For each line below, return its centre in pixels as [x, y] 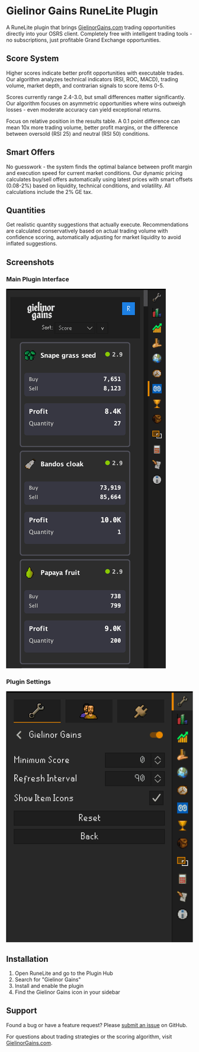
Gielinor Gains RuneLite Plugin [82, 11]
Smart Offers [31, 152]
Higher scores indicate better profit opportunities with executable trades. [95, 73]
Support [22, 1011]
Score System [33, 58]
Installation [27, 959]
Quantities [26, 210]
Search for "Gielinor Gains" [48, 980]
